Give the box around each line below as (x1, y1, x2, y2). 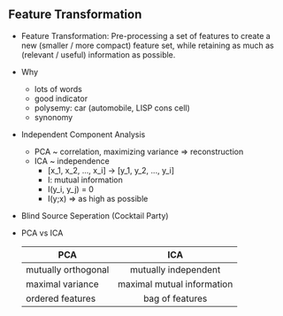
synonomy (34, 112, 73, 122)
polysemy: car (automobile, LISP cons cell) (34, 102, 191, 113)
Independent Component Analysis (20, 128, 146, 140)
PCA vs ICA (20, 227, 64, 238)
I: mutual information (47, 174, 123, 185)
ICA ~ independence (34, 155, 110, 166)
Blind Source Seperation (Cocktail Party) (20, 210, 169, 220)
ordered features (25, 292, 96, 304)
